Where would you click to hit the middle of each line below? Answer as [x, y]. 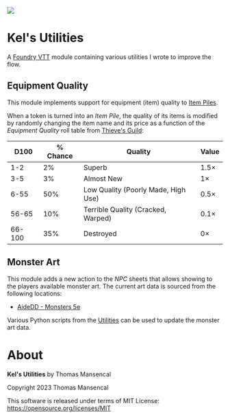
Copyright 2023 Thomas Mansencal [58, 387]
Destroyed [100, 234]
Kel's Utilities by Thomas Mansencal [59, 374]
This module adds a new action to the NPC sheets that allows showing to [110, 279]
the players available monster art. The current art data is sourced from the [112, 286]
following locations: [35, 293]
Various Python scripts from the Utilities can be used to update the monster [114, 320]
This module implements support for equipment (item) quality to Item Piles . [113, 102]
